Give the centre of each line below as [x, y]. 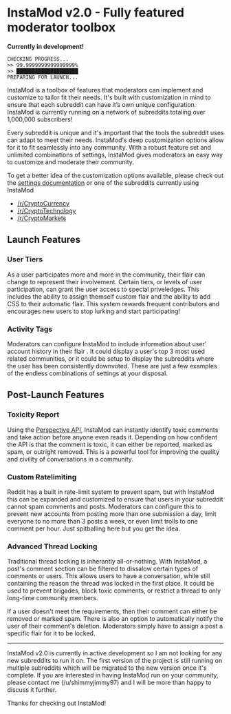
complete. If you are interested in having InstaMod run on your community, [113, 675]
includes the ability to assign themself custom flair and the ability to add [109, 296]
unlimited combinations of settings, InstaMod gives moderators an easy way [115, 155]
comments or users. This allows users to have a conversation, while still [109, 576]
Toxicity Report [33, 415]
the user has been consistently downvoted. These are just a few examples [112, 366]
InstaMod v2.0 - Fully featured [96, 13]
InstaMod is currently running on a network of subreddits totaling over [107, 112]
